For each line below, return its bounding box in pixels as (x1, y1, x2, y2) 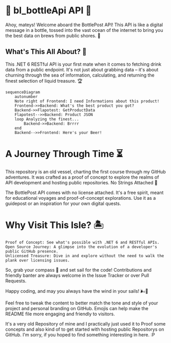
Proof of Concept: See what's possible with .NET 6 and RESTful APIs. (5, 240, 160, 245)
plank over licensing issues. (5, 258, 70, 263)
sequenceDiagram (5, 89, 40, 94)
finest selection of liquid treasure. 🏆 (5, 78, 83, 84)
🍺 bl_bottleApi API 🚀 (5, 5, 92, 16)
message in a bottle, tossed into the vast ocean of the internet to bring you (5, 27, 163, 33)
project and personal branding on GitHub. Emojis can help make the (5, 305, 149, 311)
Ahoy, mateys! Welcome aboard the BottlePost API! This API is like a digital (5, 22, 163, 28)
